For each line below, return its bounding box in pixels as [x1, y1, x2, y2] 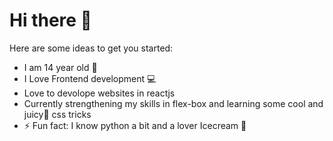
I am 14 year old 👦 [23, 61, 98, 73]
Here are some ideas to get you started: [9, 42, 174, 54]
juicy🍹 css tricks [23, 108, 92, 120]
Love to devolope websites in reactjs [23, 87, 176, 99]
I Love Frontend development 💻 [23, 72, 157, 84]
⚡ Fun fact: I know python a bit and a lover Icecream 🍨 [23, 119, 247, 131]
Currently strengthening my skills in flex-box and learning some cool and [23, 97, 324, 109]
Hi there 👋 [9, 9, 92, 32]
